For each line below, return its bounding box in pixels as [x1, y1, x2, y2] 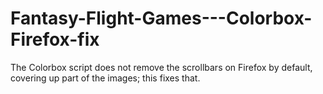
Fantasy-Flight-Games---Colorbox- [10, 7, 313, 30]
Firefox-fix [10, 28, 100, 51]
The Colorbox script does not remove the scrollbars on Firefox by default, [10, 61, 313, 73]
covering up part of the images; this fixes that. [10, 72, 201, 84]
